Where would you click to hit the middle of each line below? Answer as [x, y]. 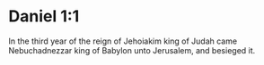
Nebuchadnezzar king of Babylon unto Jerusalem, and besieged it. [132, 50]
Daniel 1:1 [44, 16]
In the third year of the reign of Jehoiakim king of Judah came [123, 41]
